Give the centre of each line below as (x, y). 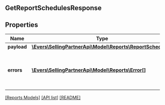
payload (17, 47)
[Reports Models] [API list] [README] (43, 98)
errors (15, 70)
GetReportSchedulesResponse (54, 8)
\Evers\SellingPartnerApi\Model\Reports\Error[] (89, 70)
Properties (22, 25)
